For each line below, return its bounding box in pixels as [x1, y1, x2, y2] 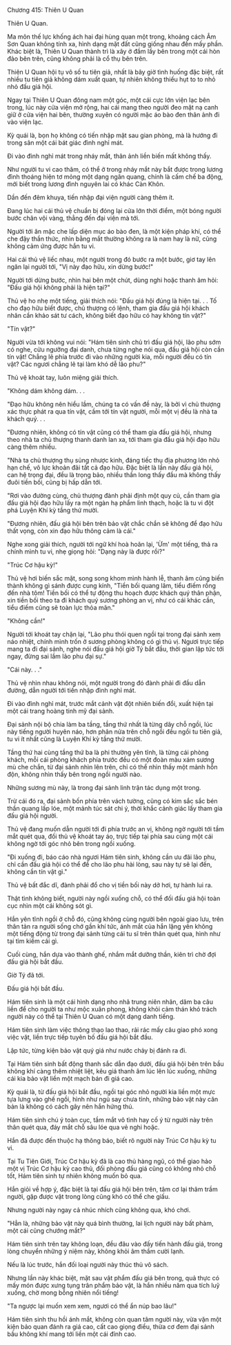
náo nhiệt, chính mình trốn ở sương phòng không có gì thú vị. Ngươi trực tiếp [7, 638, 224, 645]
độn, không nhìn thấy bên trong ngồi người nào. [7, 770, 143, 778]
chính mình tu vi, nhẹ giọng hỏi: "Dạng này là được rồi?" [7, 547, 165, 556]
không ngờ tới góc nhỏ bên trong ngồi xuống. [7, 840, 136, 847]
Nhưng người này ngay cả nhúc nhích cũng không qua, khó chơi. [7, 1206, 191, 1214]
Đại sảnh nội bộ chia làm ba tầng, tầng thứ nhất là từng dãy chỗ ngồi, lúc [7, 720, 213, 728]
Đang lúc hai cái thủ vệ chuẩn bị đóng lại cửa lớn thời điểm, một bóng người [7, 207, 222, 214]
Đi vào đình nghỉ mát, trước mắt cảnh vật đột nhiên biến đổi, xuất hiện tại [7, 700, 214, 707]
